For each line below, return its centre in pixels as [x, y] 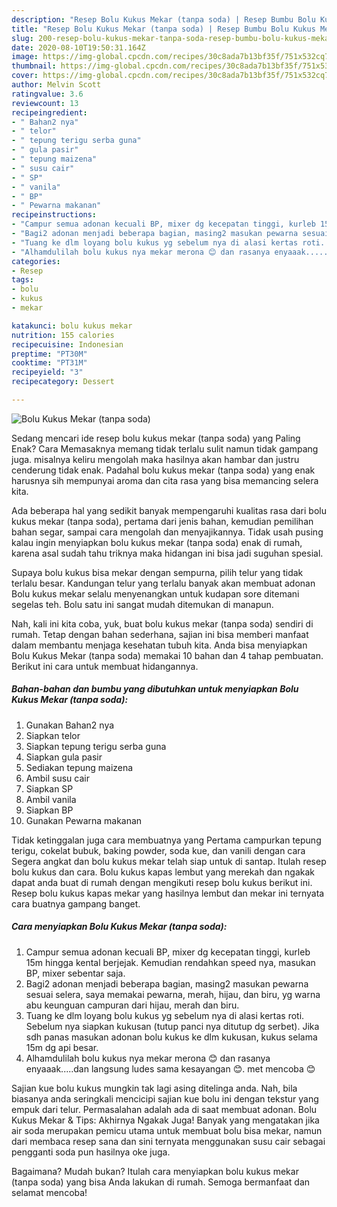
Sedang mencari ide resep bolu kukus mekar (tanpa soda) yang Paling [156, 438]
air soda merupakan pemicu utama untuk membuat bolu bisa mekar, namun [167, 1130]
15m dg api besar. [62, 1047]
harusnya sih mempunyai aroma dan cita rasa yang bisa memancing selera [165, 480]
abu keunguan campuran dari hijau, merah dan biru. [132, 1005]
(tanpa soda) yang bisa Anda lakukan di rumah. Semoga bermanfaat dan [161, 1182]
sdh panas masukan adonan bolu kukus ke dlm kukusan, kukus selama [171, 1037]
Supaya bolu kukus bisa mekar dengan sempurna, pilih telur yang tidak [157, 572]
